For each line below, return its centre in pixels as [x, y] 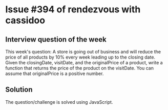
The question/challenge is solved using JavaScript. [59, 102]
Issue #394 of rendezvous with [73, 10]
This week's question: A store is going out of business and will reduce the [83, 52]
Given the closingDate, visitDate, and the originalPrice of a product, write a [84, 62]
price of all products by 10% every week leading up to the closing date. [80, 57]
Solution [19, 90]
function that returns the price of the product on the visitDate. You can [79, 68]
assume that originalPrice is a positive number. [55, 74]
